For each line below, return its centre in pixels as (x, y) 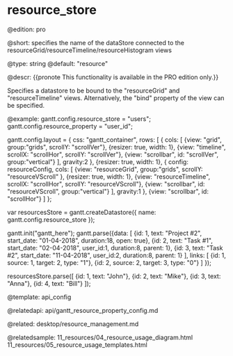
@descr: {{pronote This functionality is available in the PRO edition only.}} (113, 77)
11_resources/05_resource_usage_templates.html (77, 345)
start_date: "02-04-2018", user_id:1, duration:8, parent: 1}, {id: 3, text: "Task (115, 248)
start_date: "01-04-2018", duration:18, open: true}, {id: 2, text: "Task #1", (110, 240)
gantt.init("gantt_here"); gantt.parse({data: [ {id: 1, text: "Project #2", (105, 233)
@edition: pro (27, 29)
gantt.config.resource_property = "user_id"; (70, 126)
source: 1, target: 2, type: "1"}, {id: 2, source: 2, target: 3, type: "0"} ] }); (110, 262)
